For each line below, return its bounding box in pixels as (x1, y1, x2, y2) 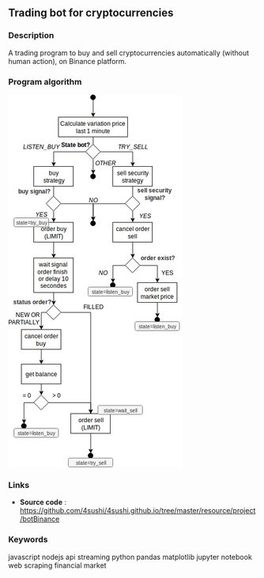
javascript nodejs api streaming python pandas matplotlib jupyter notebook (8, 552, 253, 561)
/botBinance (19, 514, 60, 524)
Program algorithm (8, 76, 82, 87)
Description (8, 30, 55, 41)
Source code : (19, 497, 67, 507)
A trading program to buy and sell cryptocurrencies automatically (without (8, 47, 250, 58)
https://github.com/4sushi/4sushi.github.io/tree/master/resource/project (19, 506, 256, 516)
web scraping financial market (8, 561, 107, 570)
